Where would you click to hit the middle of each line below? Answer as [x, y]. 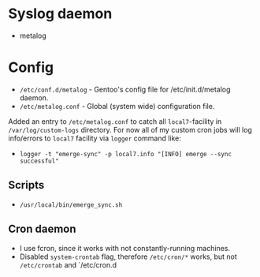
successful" [39, 161]
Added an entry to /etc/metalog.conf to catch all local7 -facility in [115, 121]
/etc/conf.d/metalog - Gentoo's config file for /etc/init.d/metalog [125, 89]
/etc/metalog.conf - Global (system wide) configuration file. [117, 106]
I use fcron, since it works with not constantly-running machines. [125, 248]
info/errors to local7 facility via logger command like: [95, 138]
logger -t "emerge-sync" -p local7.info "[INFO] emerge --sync [126, 154]
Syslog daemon [60, 14]
